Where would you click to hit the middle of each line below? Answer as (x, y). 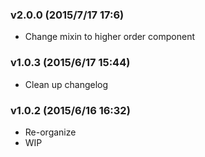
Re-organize (50, 132)
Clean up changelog (66, 84)
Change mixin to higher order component (109, 37)
